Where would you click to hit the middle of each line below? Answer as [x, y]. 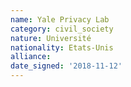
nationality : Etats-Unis [62, 47]
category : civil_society [62, 29]
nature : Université [51, 38]
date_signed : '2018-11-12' [66, 66]
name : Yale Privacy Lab [60, 19]
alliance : [31, 57]
